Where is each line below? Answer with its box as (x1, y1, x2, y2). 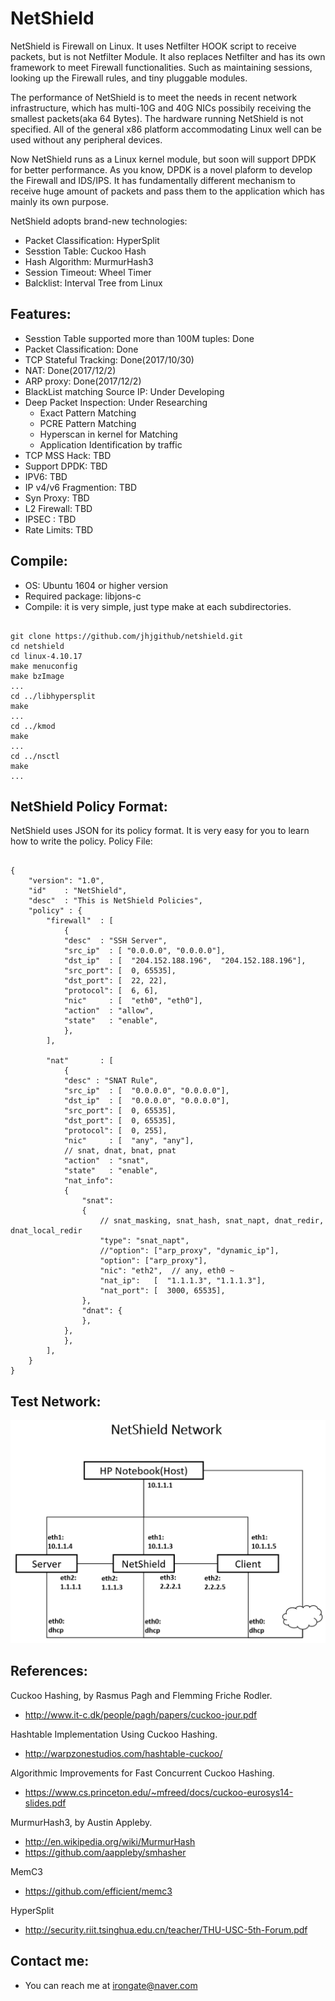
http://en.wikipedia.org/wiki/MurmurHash (24, 1835, 196, 1847)
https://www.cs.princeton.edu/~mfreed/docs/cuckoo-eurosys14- (24, 1786, 294, 1798)
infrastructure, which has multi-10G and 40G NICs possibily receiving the (10, 102, 312, 114)
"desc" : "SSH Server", (63, 936, 168, 946)
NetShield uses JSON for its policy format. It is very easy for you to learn (10, 825, 310, 837)
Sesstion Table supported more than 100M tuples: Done (24, 332, 255, 344)
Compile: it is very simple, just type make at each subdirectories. (24, 600, 292, 612)
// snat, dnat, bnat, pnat (63, 1146, 177, 1156)
